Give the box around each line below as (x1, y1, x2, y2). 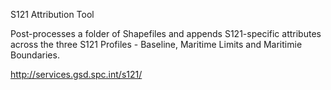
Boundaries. (10, 49, 60, 61)
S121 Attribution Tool (10, 9, 95, 20)
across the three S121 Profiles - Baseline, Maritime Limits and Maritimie (10, 39, 303, 50)
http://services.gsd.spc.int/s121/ (10, 69, 143, 80)
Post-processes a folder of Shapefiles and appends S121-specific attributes (10, 28, 322, 39)
